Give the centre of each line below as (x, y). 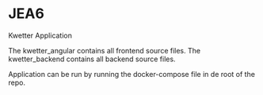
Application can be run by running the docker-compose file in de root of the (132, 74)
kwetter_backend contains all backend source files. (92, 59)
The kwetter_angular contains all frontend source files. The (104, 50)
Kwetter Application (40, 35)
